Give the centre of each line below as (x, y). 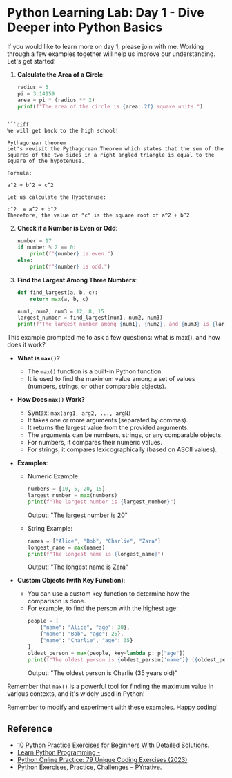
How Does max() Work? (51, 400)
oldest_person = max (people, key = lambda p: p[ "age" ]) (106, 653)
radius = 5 (33, 87)
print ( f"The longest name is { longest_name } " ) (96, 554)
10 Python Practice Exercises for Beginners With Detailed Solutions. (113, 745)
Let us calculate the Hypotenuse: (57, 197)
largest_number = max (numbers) (72, 496)
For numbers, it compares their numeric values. (95, 443)
